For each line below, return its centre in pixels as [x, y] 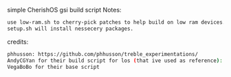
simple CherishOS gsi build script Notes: [64, 10]
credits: [18, 42]
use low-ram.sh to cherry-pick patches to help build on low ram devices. [117, 22]
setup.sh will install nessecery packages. [70, 29]
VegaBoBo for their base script [53, 67]
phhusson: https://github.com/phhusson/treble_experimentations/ [102, 54]
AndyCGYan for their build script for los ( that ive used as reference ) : [115, 61]
